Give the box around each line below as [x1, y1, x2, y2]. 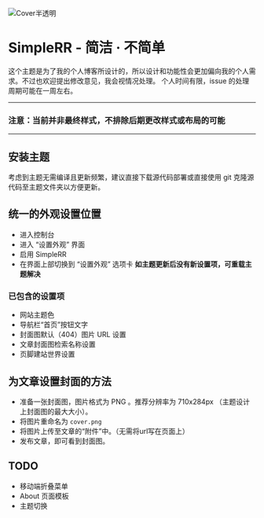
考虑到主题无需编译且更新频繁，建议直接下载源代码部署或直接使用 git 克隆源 [8, 173, 255, 182]
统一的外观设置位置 [8, 208, 101, 221]
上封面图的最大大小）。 [19, 406, 93, 416]
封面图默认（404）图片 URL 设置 [19, 330, 126, 340]
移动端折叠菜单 [19, 481, 68, 490]
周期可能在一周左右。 [8, 86, 77, 95]
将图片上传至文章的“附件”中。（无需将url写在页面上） [19, 426, 190, 435]
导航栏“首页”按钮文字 [19, 320, 89, 329]
